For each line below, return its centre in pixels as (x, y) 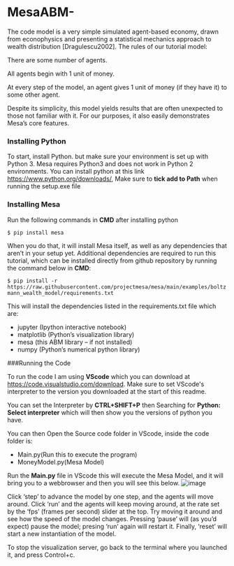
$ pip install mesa (36, 233)
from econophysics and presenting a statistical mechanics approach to (109, 39)
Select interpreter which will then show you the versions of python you (110, 412)
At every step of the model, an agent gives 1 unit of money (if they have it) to (117, 87)
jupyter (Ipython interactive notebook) (72, 327)
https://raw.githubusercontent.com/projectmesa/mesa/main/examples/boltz (117, 287)
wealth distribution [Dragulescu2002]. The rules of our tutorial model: (107, 46)
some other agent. (34, 95)
